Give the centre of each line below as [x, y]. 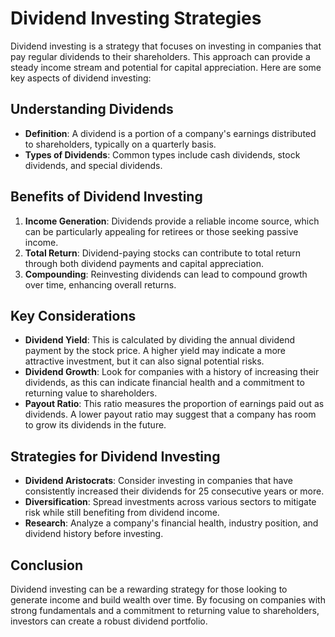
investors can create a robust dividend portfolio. [109, 621]
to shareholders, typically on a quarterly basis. [120, 144]
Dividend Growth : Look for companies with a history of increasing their [172, 372]
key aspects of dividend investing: [81, 78]
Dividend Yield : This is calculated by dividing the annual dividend [160, 340]
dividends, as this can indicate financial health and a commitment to [164, 383]
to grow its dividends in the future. [95, 425]
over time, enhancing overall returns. [100, 284]
